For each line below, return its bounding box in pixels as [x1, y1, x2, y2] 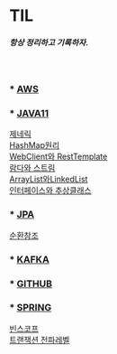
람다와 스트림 [9, 163, 56, 173]
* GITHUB [9, 277, 52, 290]
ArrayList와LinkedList [9, 173, 88, 185]
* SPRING [9, 302, 52, 314]
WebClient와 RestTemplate [9, 151, 108, 163]
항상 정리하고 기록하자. [9, 37, 89, 48]
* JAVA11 [9, 107, 49, 119]
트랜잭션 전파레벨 [9, 334, 70, 345]
